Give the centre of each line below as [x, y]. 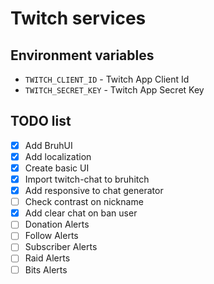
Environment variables [82, 55]
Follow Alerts [51, 236]
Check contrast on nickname [84, 202]
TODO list [41, 121]
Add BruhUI [48, 145]
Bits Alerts [46, 269]
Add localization [58, 156]
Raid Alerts [47, 258]
